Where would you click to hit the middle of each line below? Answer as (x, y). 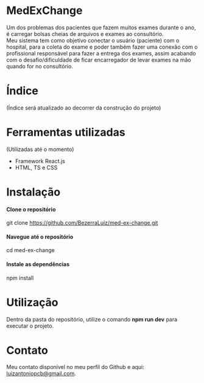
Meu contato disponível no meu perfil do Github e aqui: (76, 367)
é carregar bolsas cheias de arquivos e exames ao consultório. (85, 33)
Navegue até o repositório (40, 237)
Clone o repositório (31, 209)
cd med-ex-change (30, 250)
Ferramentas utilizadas (66, 132)
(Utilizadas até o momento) (40, 149)
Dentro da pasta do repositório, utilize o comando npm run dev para (92, 319)
